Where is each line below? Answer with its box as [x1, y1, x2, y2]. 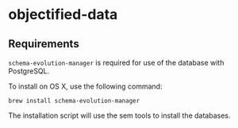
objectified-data [8, 6, 118, 24]
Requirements [8, 37, 79, 51]
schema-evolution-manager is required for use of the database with [8, 58, 225, 67]
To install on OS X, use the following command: [8, 81, 163, 91]
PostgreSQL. [8, 66, 50, 76]
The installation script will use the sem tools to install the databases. [8, 111, 231, 120]
